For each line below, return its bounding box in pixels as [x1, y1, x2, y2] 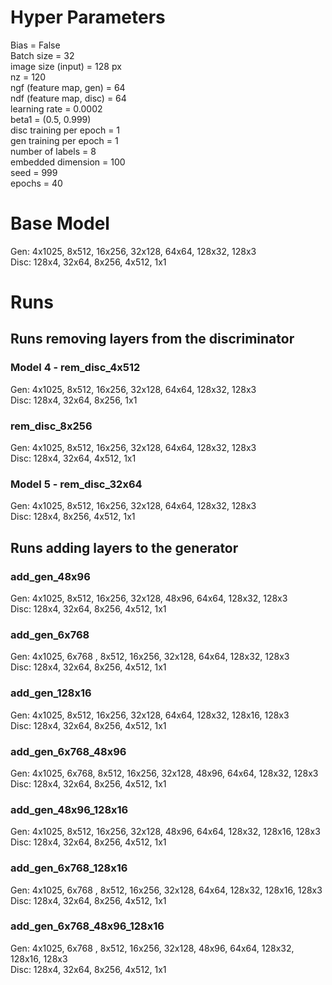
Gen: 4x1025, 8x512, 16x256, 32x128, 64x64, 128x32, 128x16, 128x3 [10, 709, 290, 721]
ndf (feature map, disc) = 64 [10, 92, 127, 104]
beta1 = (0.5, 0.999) [10, 113, 92, 125]
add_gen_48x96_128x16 [10, 802, 129, 816]
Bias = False [10, 39, 61, 51]
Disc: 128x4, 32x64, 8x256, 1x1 [10, 394, 138, 406]
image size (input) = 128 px [10, 60, 122, 72]
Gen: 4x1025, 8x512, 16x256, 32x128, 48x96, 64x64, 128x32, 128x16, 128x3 [10, 826, 321, 838]
